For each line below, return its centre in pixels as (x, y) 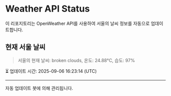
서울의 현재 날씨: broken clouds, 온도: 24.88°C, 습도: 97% (76, 60)
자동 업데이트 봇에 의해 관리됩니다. (39, 88)
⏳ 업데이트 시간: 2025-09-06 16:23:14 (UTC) (51, 71)
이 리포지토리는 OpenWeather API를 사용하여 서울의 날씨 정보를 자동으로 (78, 23)
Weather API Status (48, 9)
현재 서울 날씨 (25, 47)
